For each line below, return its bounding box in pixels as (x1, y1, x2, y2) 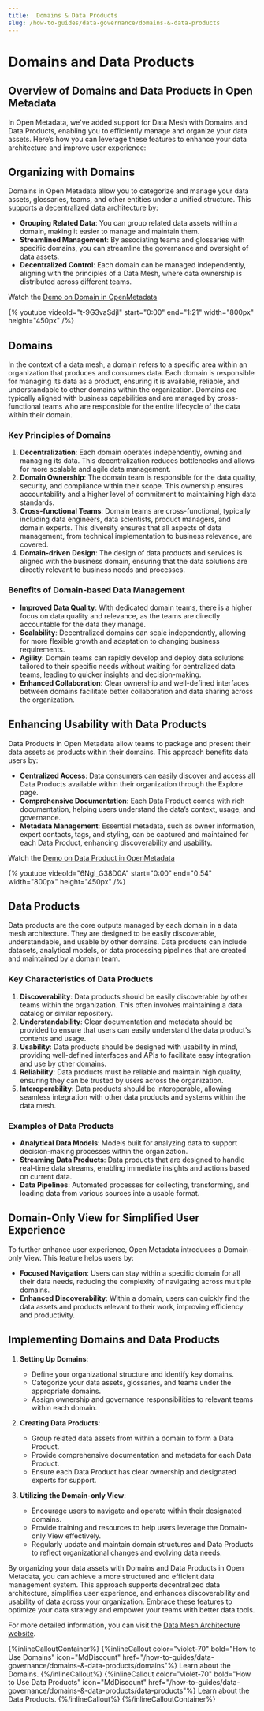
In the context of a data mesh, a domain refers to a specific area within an (8, 360, 247, 369)
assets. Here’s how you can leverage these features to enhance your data (8, 134, 247, 144)
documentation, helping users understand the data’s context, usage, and (19, 804, 256, 813)
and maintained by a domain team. (8, 954, 121, 963)
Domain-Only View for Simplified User (8, 1212, 199, 1225)
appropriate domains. (31, 1386, 101, 1395)
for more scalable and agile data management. (19, 465, 171, 474)
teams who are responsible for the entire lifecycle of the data (42, 402, 240, 411)
